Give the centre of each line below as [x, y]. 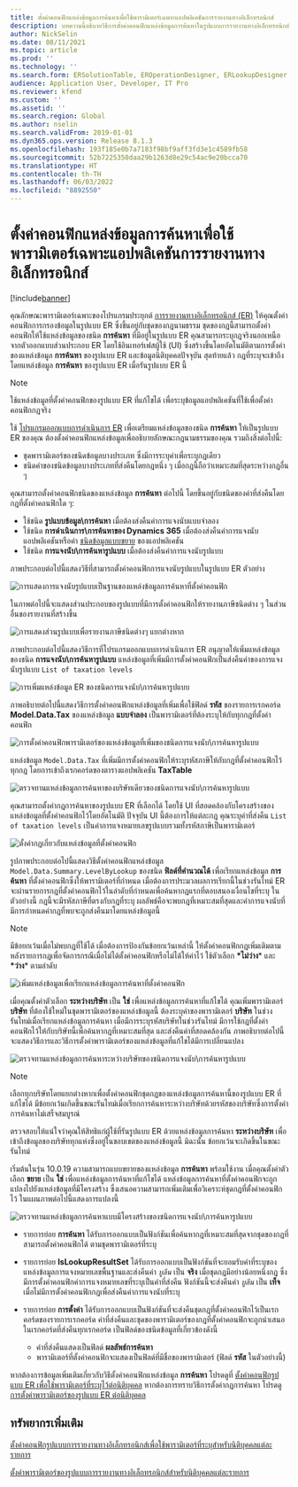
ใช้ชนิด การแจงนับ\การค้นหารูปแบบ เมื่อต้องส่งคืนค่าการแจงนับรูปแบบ [123, 550]
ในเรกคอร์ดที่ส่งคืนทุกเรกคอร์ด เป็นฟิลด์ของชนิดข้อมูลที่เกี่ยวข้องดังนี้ [120, 1329]
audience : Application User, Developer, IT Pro [99, 83]
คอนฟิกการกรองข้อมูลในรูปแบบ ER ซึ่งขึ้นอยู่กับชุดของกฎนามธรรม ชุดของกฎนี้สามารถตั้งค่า [140, 325]
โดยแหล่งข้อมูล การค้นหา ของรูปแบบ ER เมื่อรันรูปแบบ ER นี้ [99, 365]
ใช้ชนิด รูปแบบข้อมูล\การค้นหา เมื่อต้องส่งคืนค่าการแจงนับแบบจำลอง [121, 520]
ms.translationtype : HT [54, 166]
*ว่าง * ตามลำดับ [34, 965]
